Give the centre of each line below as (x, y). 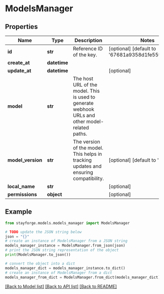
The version (87, 142)
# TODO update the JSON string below (43, 232)
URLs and (84, 115)
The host (83, 79)
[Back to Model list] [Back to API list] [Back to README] (61, 287)
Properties (21, 27)
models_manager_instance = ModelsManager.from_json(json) (65, 245)
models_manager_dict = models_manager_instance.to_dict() (65, 268)
